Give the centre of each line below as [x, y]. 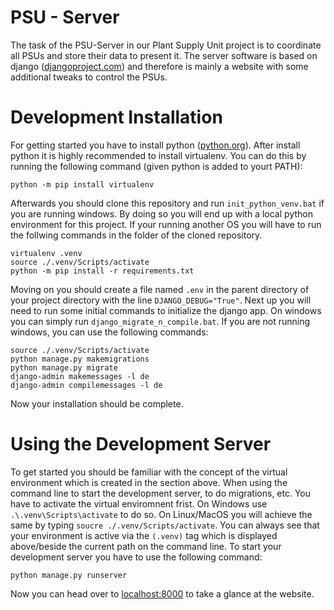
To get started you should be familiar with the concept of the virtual [149, 472]
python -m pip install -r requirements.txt [102, 271]
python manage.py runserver [69, 575]
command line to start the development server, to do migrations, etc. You [161, 493]
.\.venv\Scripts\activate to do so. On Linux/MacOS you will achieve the [161, 514]
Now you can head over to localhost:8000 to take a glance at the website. [162, 593]
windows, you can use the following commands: [109, 332]
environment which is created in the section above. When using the [149, 482]
